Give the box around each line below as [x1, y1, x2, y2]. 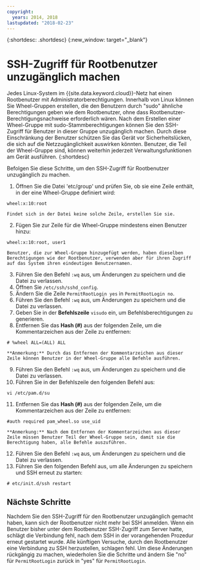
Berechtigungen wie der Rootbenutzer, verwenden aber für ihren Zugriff [7, 255, 192, 261]
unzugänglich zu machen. [7, 171, 70, 178]
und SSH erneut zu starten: [15, 469, 83, 476]
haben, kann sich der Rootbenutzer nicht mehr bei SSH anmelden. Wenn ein [7, 519, 194, 526]
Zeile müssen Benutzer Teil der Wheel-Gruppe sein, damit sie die [7, 434, 176, 440]
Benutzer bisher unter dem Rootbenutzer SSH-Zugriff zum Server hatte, [7, 526, 184, 533]
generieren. [15, 315, 44, 323]
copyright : [7, 8, 34, 15]
